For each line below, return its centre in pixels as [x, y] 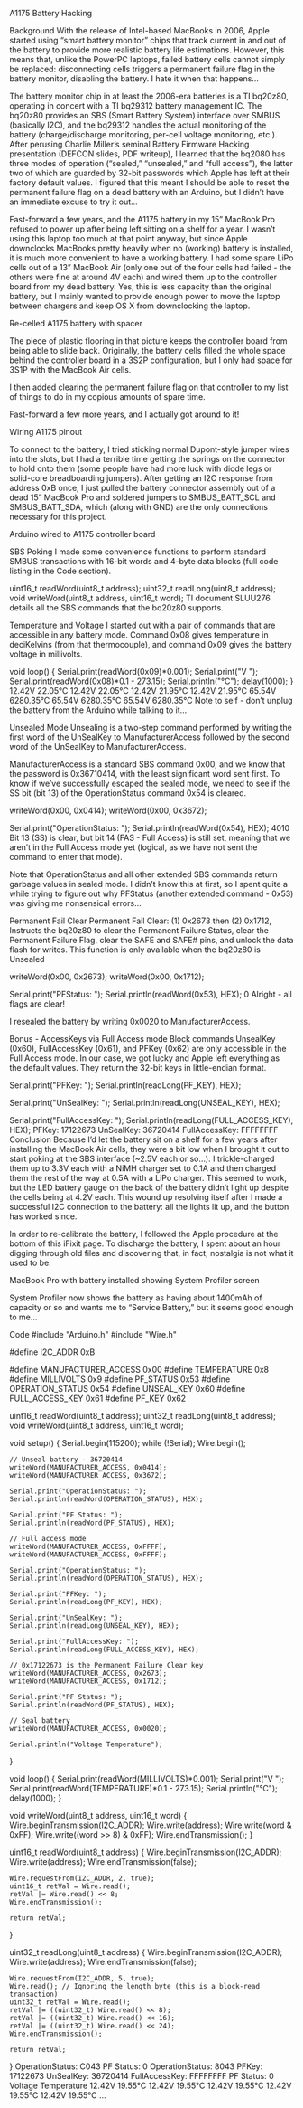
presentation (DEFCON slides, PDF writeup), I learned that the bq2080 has [147, 154]
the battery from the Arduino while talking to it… [98, 710]
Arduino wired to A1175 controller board [83, 534]
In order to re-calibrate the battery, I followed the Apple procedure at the [144, 1234]
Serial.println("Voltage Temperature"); [87, 1744]
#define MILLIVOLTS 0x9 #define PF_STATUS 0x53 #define [120, 1379]
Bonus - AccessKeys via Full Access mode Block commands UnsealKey [142, 1039]
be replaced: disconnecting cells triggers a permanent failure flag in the [142, 69]
